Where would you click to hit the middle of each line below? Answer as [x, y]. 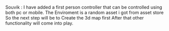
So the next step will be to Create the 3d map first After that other [74, 18]
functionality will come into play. [39, 23]
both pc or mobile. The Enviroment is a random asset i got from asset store [85, 12]
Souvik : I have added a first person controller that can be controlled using [84, 7]
